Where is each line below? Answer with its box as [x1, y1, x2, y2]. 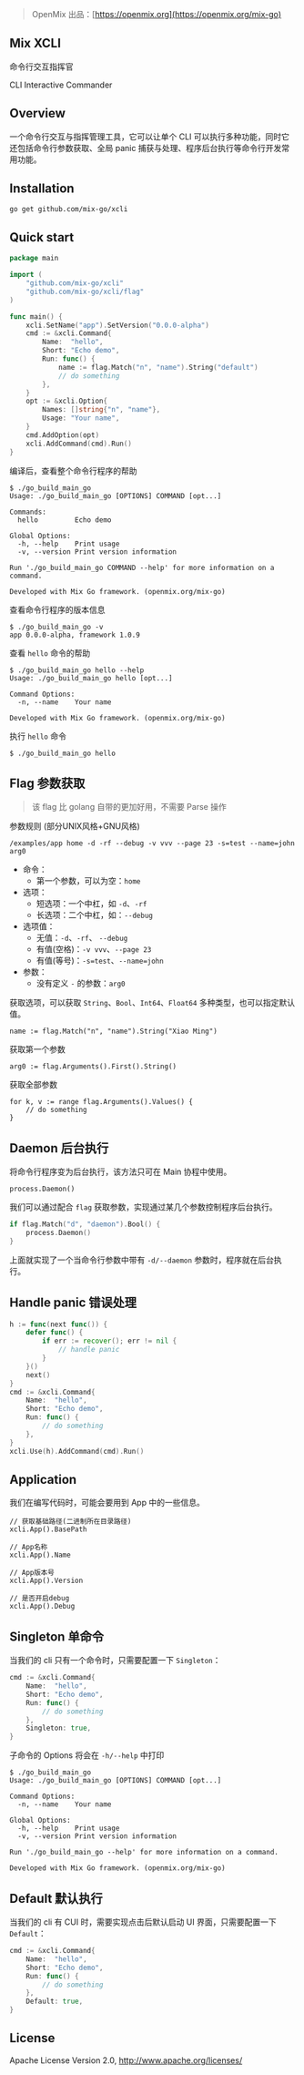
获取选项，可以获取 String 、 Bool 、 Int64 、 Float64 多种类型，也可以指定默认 [9, 997, 296, 1008]
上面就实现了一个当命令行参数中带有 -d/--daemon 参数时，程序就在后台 [9, 1254, 275, 1265]
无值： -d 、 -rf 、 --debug [35, 933, 128, 944]
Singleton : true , [25, 1723, 92, 1733]
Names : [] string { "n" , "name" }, [42, 405, 161, 414]
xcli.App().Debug [9, 1602, 76, 1611]
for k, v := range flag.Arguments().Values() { [9, 1098, 194, 1107]
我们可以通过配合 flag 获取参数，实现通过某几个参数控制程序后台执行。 [9, 1201, 278, 1212]
